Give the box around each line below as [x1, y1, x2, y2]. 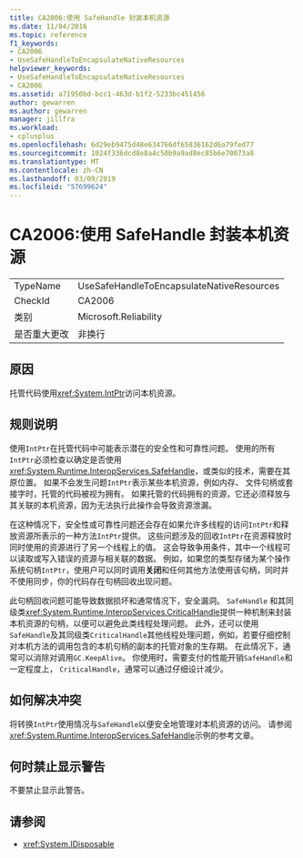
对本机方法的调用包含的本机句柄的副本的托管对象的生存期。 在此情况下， [9, 641, 283, 651]
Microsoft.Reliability [77, 310, 162, 323]
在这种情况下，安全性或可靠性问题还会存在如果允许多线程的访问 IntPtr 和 [9, 519, 281, 530]
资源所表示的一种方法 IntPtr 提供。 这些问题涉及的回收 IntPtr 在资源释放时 [16, 530, 292, 541]
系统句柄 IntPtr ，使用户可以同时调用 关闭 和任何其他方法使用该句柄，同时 [9, 564, 281, 575]
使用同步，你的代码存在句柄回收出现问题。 [16, 575, 177, 587]
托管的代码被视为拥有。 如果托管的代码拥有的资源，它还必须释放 [40, 488, 283, 499]
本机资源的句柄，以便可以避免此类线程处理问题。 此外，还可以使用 [9, 618, 259, 629]
